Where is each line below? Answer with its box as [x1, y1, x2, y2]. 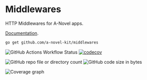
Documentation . [5, 30, 39, 36]
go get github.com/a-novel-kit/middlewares [5, 39, 99, 45]
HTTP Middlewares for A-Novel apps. [5, 20, 84, 26]
